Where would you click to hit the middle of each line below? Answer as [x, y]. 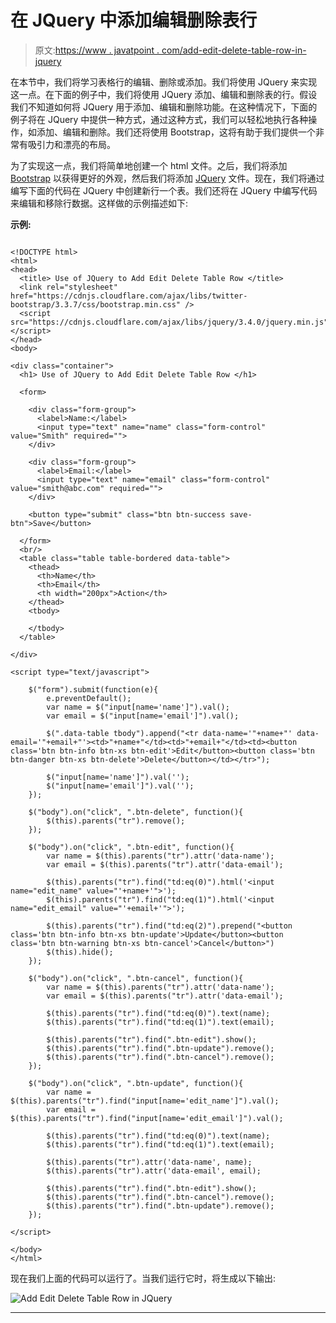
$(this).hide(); [80, 952]
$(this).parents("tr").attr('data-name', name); [149, 1162]
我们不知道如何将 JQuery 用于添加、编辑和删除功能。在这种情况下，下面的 [164, 107]
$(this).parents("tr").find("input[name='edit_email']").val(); [147, 1118]
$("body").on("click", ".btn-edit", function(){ [131, 847]
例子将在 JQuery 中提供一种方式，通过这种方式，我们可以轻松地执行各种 [159, 119]
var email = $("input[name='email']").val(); [143, 716]
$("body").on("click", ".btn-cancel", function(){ [136, 978]
